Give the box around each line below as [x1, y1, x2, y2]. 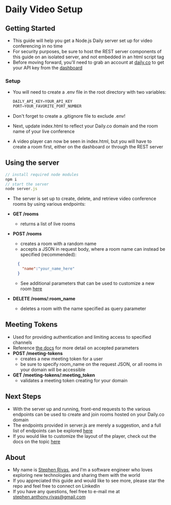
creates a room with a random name [20, 240, 97, 247]
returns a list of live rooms [20, 221, 76, 227]
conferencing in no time [12, 43, 63, 49]
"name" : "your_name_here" [22, 266, 75, 272]
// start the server [5, 182, 50, 187]
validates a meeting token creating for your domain [20, 377, 128, 383]
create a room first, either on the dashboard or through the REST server [12, 144, 163, 150]
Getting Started [5, 24, 56, 33]
